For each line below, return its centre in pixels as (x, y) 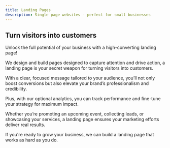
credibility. (16, 89)
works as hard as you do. (32, 140)
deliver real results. (25, 125)
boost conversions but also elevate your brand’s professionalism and (77, 83)
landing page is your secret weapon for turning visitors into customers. (79, 68)
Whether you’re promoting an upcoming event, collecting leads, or (75, 114)
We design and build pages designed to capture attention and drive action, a (85, 63)
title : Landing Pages (28, 10)
